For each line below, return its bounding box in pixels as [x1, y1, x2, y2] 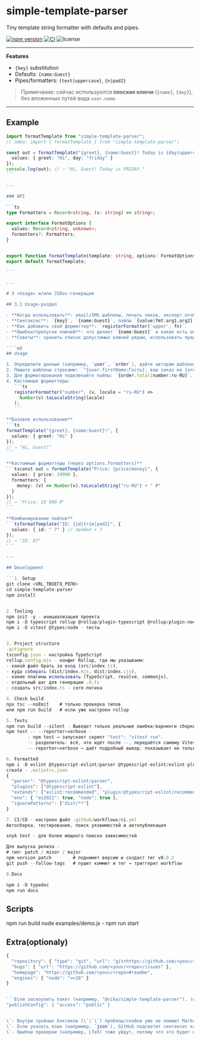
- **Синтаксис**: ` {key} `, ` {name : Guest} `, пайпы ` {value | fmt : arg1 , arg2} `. [6, 318, 198, 324]
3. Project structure [6, 641, 60, 647]
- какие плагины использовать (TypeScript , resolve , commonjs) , [6, 674, 169, 680]
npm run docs [6, 887, 39, 893]
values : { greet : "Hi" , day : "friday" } [11, 155, 113, 161]
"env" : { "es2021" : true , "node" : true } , [11, 795, 118, 801]
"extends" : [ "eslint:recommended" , [11, 790, 100, 795]
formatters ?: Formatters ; [11, 231, 76, 238]
